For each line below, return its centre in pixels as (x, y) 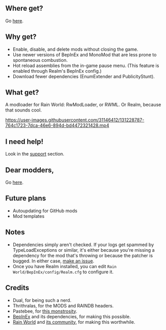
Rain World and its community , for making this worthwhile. (74, 322)
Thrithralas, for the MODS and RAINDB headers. (63, 305)
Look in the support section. (35, 154)
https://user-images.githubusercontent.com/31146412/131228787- (75, 120)
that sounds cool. (23, 110)
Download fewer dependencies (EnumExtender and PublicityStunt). (84, 76)
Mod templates (29, 216)
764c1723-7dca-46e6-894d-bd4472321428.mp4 (57, 125)
